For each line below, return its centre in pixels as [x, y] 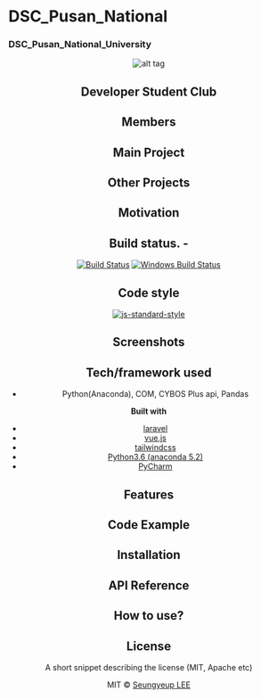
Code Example [149, 525]
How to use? [149, 616]
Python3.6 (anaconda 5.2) [155, 457]
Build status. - [149, 243]
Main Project [149, 152]
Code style [149, 293]
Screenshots [149, 342]
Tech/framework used [149, 372]
